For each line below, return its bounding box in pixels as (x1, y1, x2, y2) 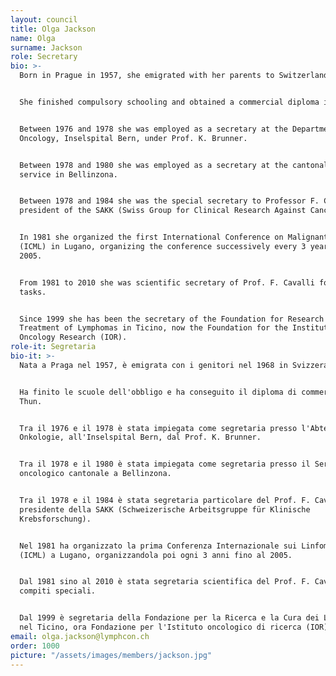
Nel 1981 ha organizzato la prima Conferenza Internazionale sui (19, 541, 298, 551)
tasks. (19, 287, 47, 297)
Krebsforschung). (19, 514, 92, 524)
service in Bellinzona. (19, 169, 118, 180)
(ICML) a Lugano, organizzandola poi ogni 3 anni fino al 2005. (19, 550, 293, 560)
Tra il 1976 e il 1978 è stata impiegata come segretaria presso (19, 423, 298, 433)
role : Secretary (10, 52, 78, 62)
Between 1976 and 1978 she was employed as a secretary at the (19, 124, 288, 134)
